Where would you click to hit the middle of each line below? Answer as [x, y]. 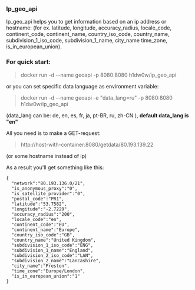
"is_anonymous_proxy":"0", [44, 188]
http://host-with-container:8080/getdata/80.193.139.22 [87, 144]
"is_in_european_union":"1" [46, 276]
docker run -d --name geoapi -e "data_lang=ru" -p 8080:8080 [96, 98]
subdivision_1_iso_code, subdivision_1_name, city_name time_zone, [87, 41]
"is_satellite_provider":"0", [48, 193]
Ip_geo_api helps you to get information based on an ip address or [86, 22]
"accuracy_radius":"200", [43, 214]
